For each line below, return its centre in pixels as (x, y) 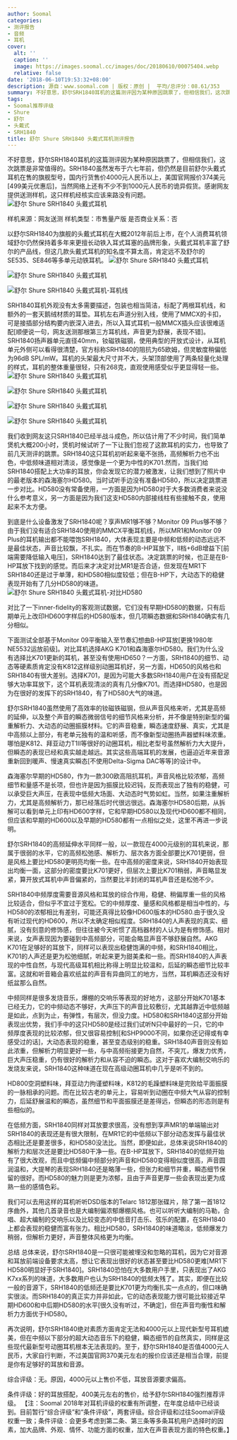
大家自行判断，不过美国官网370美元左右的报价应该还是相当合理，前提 (127, 1356)
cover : (17, 47)
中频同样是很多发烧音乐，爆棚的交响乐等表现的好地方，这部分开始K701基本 (116, 998)
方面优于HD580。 (45, 1314)
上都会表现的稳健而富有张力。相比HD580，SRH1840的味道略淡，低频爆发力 (117, 1228)
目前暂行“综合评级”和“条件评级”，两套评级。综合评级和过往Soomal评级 (122, 1412)
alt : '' (25, 54)
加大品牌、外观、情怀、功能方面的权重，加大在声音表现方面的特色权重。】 (126, 1430)
